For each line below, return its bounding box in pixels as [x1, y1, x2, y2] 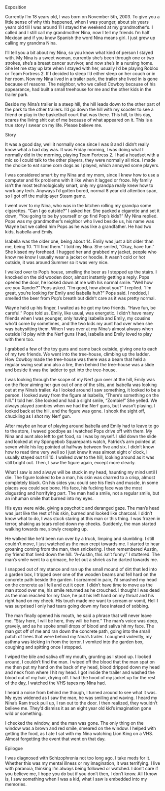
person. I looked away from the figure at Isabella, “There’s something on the [5, 393, 159, 398]
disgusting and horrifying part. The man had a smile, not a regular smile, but [5, 490, 160, 496]
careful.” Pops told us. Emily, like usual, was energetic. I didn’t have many [5, 310, 154, 316]
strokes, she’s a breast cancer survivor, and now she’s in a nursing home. [5, 60, 154, 66]
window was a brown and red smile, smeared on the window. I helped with [5, 725, 156, 731]
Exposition [5, 4, 27, 10]
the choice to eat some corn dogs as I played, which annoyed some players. [5, 163, 160, 168]
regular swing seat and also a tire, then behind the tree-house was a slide [5, 362, 154, 367]
